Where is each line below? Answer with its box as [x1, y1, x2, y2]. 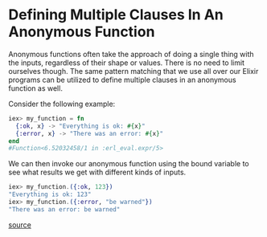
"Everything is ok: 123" [8, 190, 92, 198]
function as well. [8, 83, 63, 93]
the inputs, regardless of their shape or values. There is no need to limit [8, 58, 245, 67]
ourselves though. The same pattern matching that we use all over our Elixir [8, 66, 259, 76]
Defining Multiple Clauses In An [8, 6, 224, 24]
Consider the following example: [8, 99, 116, 108]
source [8, 219, 32, 230]
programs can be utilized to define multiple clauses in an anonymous [8, 75, 236, 84]
